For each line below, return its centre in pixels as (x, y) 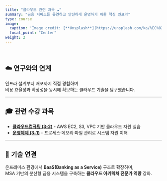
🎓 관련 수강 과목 (30, 111)
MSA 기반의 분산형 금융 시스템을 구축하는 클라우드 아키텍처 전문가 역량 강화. (79, 174)
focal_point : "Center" (33, 33)
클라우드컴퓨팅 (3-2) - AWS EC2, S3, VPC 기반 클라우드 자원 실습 (76, 126)
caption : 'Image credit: (35, 28)
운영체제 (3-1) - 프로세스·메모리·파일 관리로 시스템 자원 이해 (70, 132)
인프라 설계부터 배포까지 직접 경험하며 (42, 83)
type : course (19, 19)
